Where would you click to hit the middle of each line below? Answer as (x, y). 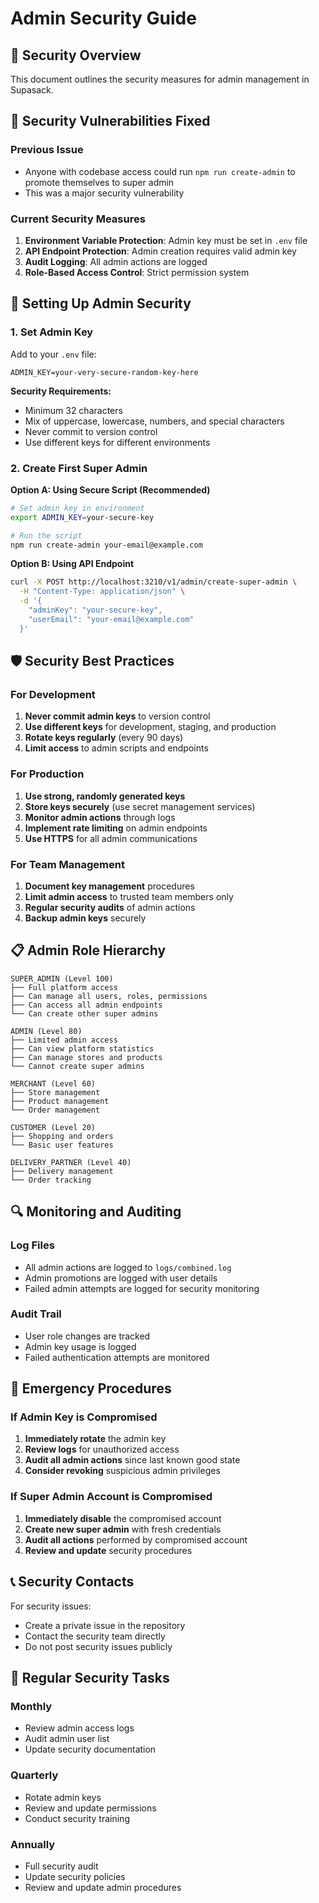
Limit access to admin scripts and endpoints (116, 748)
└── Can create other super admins (84, 1013)
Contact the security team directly (95, 1636)
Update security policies (75, 1876)
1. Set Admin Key (52, 332)
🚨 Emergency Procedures (91, 1388)
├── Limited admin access (64, 1040)
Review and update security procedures (108, 1550)
